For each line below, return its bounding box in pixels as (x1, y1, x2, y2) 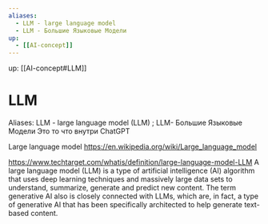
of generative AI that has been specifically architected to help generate (8, 200, 242, 210)
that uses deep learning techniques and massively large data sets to (8, 174, 234, 184)
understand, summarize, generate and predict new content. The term (8, 183, 236, 193)
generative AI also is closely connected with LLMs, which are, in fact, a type (8, 191, 258, 201)
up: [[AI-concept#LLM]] (8, 63, 87, 73)
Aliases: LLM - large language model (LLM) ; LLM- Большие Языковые (8, 118, 242, 128)
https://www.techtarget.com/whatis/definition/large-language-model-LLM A (8, 158, 260, 167)
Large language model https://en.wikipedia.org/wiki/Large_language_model (8, 142, 258, 152)
